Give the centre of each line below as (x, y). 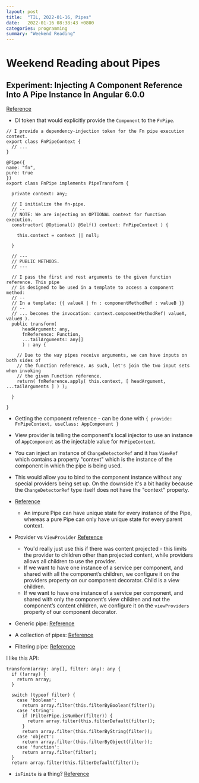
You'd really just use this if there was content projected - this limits (105, 549)
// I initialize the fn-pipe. (49, 204)
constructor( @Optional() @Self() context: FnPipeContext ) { (90, 225)
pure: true (20, 173)
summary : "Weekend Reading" (41, 34)
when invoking (24, 371)
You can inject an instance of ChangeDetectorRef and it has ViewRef (96, 453)
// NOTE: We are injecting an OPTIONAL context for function (89, 215)
